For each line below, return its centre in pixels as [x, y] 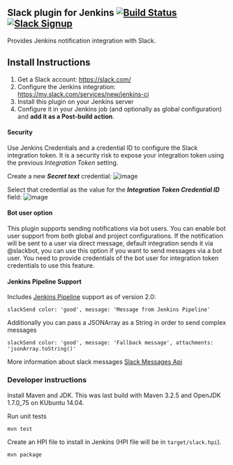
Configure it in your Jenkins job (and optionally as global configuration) [119, 109]
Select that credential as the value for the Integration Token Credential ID [113, 190]
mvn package [24, 455]
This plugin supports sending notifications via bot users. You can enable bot [116, 229]
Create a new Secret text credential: [59, 176]
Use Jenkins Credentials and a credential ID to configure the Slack [103, 148]
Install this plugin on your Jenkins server [75, 101]
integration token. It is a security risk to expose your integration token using [116, 155]
